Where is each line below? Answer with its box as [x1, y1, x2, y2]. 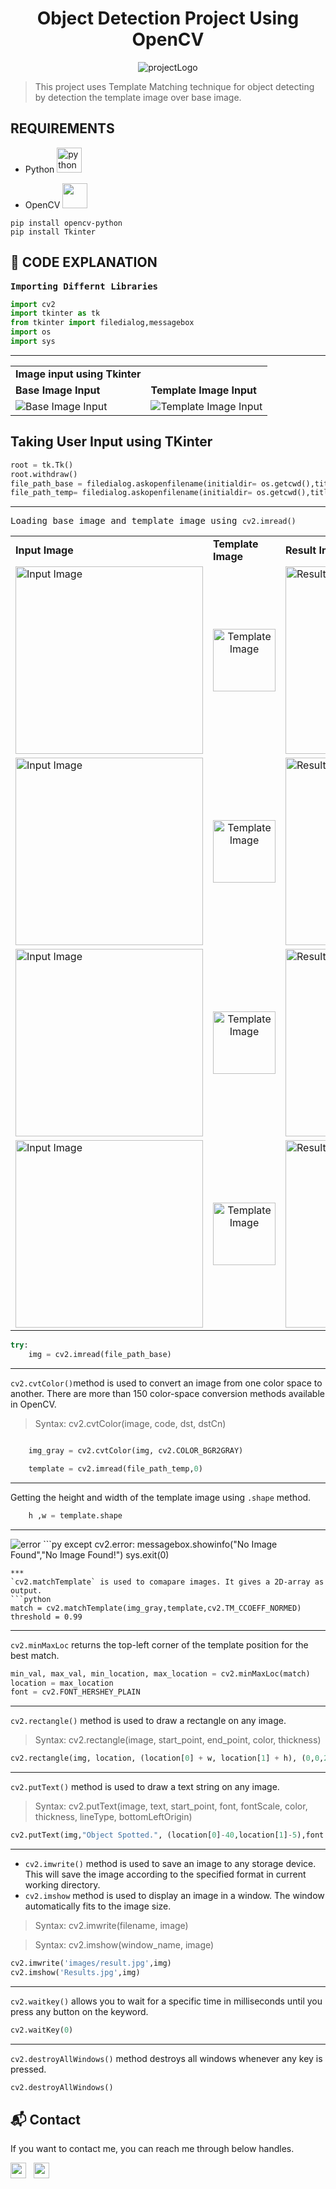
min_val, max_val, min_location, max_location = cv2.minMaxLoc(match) [10, 1668, 311, 1679]
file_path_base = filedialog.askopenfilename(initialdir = [10, 478, 257, 489]
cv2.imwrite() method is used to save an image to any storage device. [24, 1858, 317, 1869]
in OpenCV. [10, 1398, 57, 1410]
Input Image [15, 543, 74, 557]
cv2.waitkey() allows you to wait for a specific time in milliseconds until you [10, 1995, 323, 2007]
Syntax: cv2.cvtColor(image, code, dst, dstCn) [34, 1418, 227, 1429]
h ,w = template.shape [28, 1510, 123, 1521]
